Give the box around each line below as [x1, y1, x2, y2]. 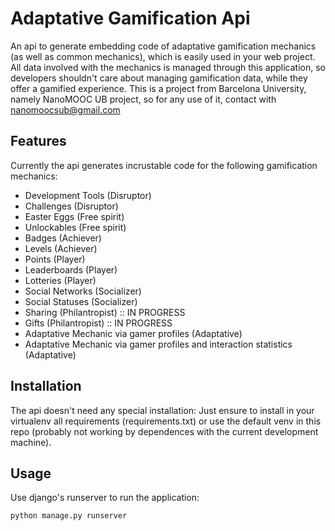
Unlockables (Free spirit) [24, 221, 127, 233]
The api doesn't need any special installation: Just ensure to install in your [10, 404, 315, 416]
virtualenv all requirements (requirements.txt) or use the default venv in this [10, 415, 322, 427]
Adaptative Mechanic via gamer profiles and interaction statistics [24, 338, 293, 350]
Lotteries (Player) [24, 274, 97, 286]
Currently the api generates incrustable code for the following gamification [10, 159, 318, 171]
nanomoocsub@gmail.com [10, 103, 121, 116]
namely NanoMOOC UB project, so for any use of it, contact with [10, 93, 277, 105]
